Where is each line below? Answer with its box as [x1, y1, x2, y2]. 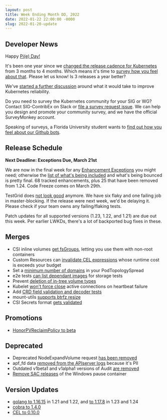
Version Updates [5, 385, 59, 394]
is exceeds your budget [12, 262, 62, 268]
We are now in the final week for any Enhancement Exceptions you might [5, 166, 156, 173]
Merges [5, 233, 30, 241]
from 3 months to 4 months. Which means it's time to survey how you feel [5, 68, 158, 74]
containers [12, 251, 35, 257]
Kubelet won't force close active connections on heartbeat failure [12, 283, 148, 289]
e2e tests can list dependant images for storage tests [12, 273, 123, 279]
